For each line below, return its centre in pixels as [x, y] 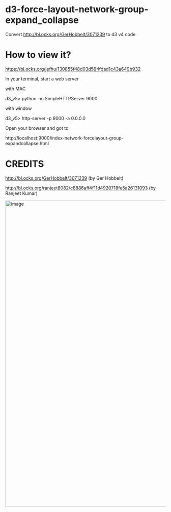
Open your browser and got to [37, 128]
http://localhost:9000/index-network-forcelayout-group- [64, 138]
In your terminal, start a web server [42, 79]
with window [19, 108]
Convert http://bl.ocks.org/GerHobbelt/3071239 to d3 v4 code [70, 34]
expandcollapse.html [27, 143]
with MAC [16, 89]
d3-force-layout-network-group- [77, 9]
